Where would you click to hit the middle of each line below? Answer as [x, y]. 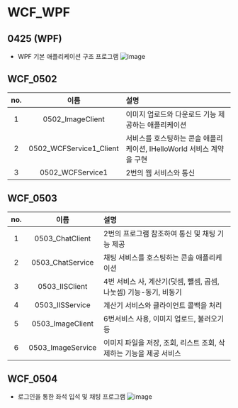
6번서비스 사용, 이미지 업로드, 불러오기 [164, 319]
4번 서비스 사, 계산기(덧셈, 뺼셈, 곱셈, [161, 281]
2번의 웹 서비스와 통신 [160, 172]
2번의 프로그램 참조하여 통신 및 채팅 [160, 233]
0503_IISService [62, 304]
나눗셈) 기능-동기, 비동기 [143, 292]
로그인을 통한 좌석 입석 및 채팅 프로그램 [72, 397]
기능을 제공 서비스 [153, 353]
